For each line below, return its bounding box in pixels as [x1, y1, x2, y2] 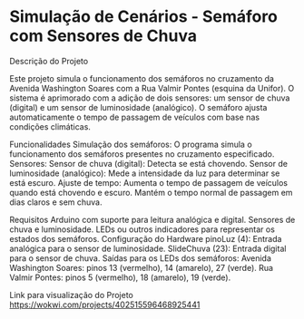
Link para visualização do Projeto [9, 289, 133, 300]
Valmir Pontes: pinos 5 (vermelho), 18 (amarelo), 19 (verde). [9, 272, 231, 283]
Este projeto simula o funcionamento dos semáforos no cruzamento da [9, 72, 275, 83]
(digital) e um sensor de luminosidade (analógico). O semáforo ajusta [9, 101, 268, 112]
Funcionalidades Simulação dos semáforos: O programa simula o [9, 139, 252, 150]
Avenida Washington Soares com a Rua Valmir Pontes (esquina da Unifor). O [9, 82, 295, 93]
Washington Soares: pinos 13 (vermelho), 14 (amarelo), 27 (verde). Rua [9, 262, 274, 273]
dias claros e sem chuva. [9, 197, 103, 208]
